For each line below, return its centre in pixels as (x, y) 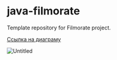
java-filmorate (44, 11)
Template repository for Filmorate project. (59, 28)
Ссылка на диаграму (34, 39)
